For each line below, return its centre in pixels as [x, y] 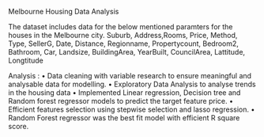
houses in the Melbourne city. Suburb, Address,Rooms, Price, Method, [123, 35]
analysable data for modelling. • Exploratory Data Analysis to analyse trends [132, 84]
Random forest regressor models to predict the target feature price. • [121, 101]
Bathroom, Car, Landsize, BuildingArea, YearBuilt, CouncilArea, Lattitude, [127, 52]
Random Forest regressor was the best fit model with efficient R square [124, 118]
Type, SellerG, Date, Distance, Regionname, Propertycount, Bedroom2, [124, 44]
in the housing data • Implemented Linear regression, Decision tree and [124, 93]
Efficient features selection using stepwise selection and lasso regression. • [132, 109]
